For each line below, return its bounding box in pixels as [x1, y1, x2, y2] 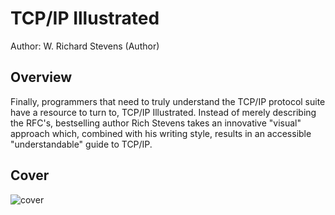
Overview [10, 69, 73, 86]
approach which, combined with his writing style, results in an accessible [10, 127, 312, 139]
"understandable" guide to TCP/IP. [10, 138, 153, 150]
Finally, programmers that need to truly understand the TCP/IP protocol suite [10, 95, 326, 107]
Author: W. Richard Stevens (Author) [10, 40, 160, 52]
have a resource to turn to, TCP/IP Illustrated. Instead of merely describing [10, 106, 317, 118]
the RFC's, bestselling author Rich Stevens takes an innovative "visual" [10, 117, 302, 129]
